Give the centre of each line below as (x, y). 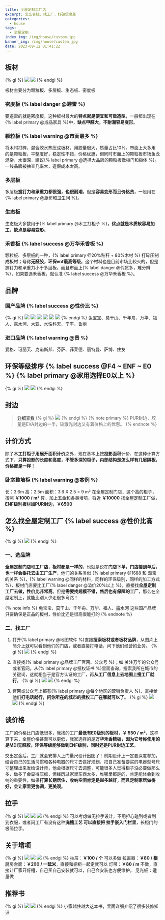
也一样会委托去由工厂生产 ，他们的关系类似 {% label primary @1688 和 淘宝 (81, 573)
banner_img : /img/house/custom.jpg (41, 42)
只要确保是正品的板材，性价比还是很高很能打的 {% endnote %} (69, 614)
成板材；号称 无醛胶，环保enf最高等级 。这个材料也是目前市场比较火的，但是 (82, 261)
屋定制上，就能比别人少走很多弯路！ (42, 597)
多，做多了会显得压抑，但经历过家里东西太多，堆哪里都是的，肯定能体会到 (80, 774)
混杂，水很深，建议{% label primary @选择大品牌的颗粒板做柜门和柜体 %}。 (82, 160)
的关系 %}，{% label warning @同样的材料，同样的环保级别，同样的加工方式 (82, 579)
